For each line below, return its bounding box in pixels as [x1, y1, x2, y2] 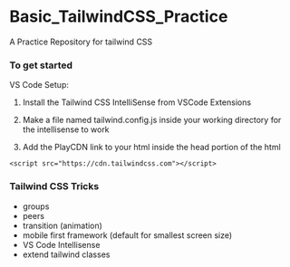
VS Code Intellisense [22, 239, 101, 250]
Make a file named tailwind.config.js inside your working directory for [22, 115, 282, 126]
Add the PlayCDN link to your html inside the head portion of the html [22, 142, 281, 153]
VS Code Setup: [9, 80, 70, 91]
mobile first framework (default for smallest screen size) [22, 229, 233, 241]
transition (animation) [22, 220, 102, 231]
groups [22, 201, 50, 212]
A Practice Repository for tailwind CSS [9, 36, 153, 47]
